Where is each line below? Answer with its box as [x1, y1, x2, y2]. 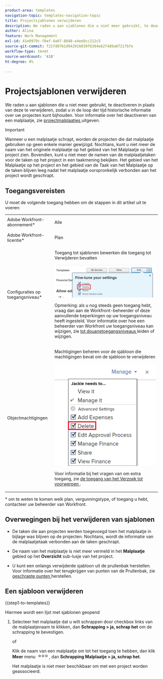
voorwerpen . [54, 481, 81, 487]
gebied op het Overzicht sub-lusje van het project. [12, 553, 114, 559]
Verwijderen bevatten [54, 255, 98, 261]
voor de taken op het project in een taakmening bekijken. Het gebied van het [5, 157, 158, 163]
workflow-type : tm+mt [5, 49, 49, 54]
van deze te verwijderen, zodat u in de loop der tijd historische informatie [5, 107, 151, 113]
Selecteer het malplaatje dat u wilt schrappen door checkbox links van [12, 619, 153, 625]
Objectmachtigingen [7, 415, 48, 421]
